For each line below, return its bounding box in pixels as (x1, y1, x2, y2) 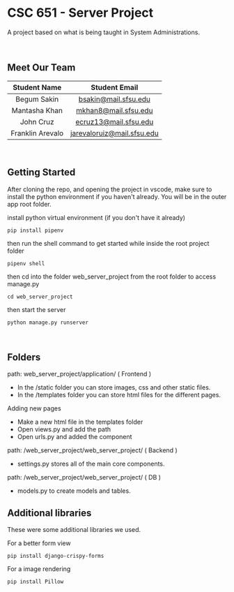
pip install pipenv (7, 227, 64, 234)
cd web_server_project (7, 293, 73, 300)
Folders (7, 351, 41, 363)
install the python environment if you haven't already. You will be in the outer (7, 192, 227, 200)
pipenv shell (7, 260, 45, 267)
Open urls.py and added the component (17, 433, 132, 441)
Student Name (13, 82, 62, 92)
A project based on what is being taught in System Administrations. (7, 28, 201, 36)
